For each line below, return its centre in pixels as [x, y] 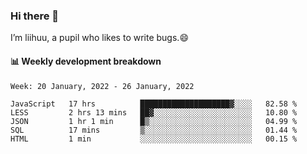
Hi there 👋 [35, 16]
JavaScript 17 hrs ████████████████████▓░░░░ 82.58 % [154, 104]
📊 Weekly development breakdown [86, 61]
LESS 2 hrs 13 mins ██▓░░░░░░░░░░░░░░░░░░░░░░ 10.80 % [154, 112]
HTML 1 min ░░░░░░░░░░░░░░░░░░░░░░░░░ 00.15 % [154, 139]
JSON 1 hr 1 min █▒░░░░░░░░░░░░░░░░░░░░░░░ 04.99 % [154, 121]
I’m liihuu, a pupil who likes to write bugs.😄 [99, 38]
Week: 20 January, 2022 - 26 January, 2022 [102, 86]
